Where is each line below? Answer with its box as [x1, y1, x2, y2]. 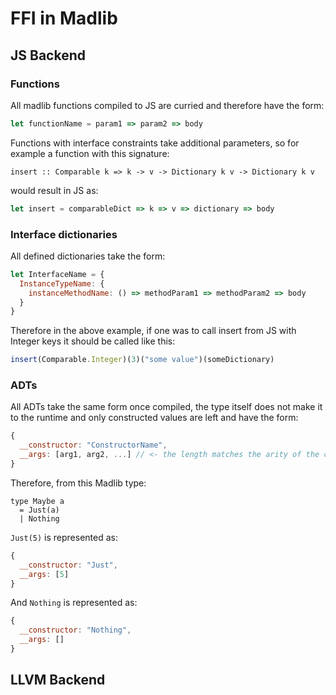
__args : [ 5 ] [19, 569, 70, 579]
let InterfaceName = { [10, 269, 105, 279]
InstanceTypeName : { [19, 278, 105, 289]
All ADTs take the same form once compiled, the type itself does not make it [10, 401, 323, 413]
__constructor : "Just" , [19, 560, 118, 570]
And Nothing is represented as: [10, 597, 138, 609]
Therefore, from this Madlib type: [10, 477, 147, 489]
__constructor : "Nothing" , [19, 625, 132, 636]
